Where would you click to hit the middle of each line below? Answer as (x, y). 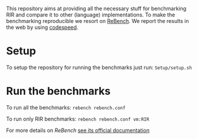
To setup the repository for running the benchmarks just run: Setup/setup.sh (99, 67)
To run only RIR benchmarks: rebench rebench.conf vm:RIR (78, 119)
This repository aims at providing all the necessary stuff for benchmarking (96, 9)
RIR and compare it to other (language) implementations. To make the (91, 15)
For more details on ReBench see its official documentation (78, 130)
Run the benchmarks (59, 91)
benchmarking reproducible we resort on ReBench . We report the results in (98, 21)
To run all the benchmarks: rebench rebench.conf (66, 107)
